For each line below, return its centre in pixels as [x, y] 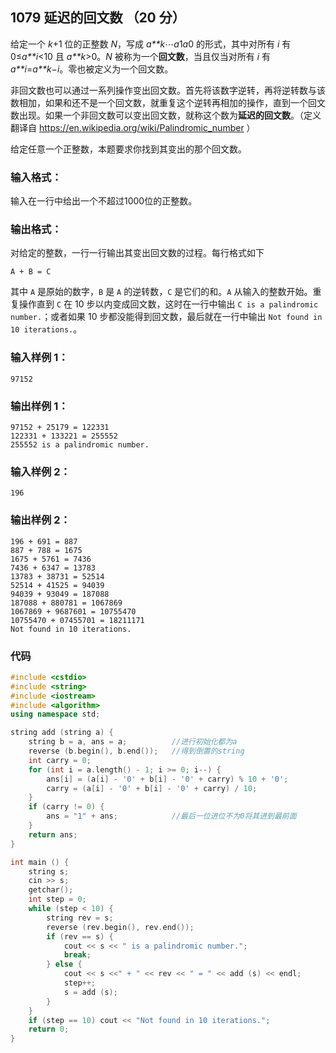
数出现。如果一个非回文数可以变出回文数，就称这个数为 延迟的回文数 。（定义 [166, 115]
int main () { [40, 862]
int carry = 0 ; [60, 760]
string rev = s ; [80, 918]
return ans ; [53, 834]
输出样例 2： [40, 520]
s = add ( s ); [90, 992]
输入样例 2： [40, 471]
